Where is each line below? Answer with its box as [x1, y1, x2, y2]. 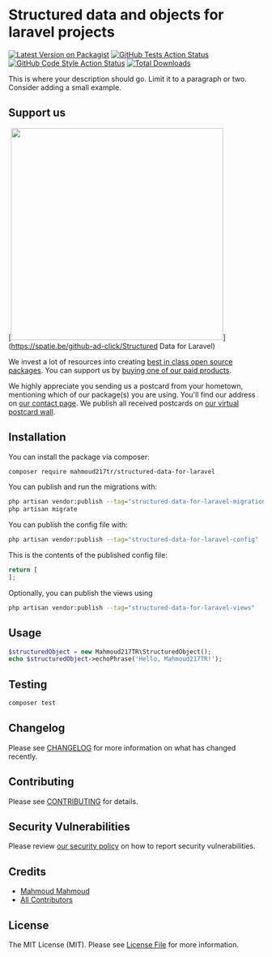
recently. [8, 751, 38, 761]
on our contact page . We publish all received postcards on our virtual [8, 398, 240, 408]
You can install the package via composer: [8, 452, 150, 461]
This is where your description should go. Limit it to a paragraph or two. [8, 74, 247, 83]
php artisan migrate [8, 505, 79, 513]
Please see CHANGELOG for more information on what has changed [8, 742, 236, 752]
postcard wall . [8, 406, 56, 416]
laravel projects [8, 23, 115, 41]
